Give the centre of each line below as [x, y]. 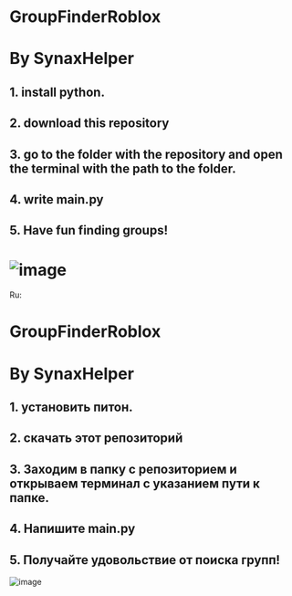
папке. [30, 498]
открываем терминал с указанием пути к [135, 483]
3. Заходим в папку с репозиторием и [123, 469]
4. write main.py [57, 199]
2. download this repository [89, 124]
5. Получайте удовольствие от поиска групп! [145, 560]
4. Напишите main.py [73, 529]
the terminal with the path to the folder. [123, 168]
